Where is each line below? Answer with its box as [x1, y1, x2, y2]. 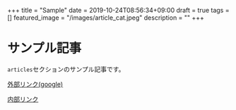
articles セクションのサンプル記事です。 [7, 65, 125, 73]
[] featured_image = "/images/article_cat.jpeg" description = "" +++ [7, 13, 205, 22]
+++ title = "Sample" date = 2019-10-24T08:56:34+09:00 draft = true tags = [7, 6, 230, 14]
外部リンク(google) [7, 80, 64, 88]
